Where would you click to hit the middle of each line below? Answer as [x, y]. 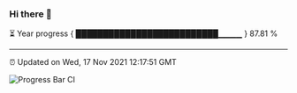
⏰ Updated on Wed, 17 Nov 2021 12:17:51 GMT [93, 62]
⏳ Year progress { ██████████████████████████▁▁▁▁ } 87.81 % [144, 33]
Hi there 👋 [31, 14]
